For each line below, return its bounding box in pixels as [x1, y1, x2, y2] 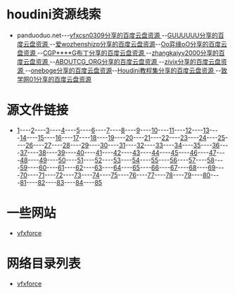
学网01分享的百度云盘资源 [16, 75, 92, 83]
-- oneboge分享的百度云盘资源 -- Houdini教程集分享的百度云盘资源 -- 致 [25, 66, 228, 75]
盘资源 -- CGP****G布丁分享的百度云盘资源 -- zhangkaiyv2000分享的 [16, 49, 220, 57]
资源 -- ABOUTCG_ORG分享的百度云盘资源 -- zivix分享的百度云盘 [35, 57, 221, 65]
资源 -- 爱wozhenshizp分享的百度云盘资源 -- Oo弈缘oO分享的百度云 [35, 39, 227, 48]
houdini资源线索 [6, 6, 101, 23]
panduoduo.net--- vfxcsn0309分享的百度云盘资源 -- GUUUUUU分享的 [16, 31, 219, 39]
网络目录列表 [6, 256, 82, 271]
